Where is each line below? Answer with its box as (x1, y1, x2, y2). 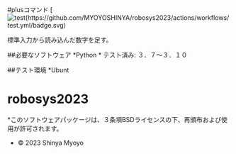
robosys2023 (7, 91, 89, 107)
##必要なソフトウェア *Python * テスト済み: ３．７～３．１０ (7, 51, 188, 59)
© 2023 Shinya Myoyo (17, 138, 84, 147)
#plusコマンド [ (7, 6, 53, 13)
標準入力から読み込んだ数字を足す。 (7, 35, 113, 44)
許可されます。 (19, 124, 63, 133)
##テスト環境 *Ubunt (7, 66, 69, 74)
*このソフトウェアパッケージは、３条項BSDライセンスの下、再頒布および (7, 115, 222, 123)
